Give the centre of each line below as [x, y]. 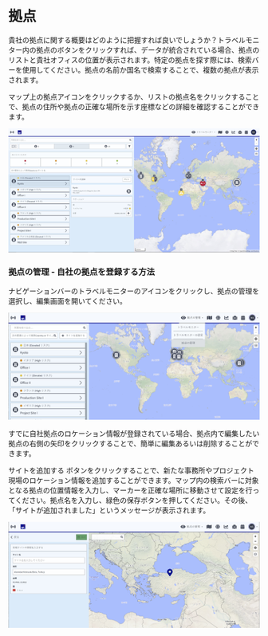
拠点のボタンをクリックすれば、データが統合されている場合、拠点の [148, 49]
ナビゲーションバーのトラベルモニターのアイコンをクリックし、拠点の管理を [134, 291]
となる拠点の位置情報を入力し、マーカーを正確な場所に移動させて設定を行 [130, 490]
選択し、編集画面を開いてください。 [68, 300]
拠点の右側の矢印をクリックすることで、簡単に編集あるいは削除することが [130, 443]
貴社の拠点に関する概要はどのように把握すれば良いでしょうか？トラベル [127, 40]
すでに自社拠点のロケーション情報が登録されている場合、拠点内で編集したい [134, 433]
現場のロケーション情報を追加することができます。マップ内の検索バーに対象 [134, 480]
